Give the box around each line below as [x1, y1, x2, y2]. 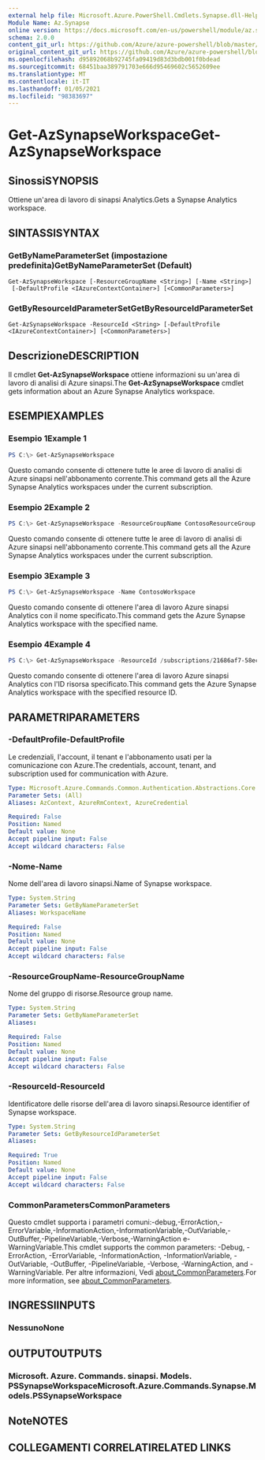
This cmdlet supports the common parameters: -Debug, [63, 1242, 245, 1252]
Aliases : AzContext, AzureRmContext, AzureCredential [8, 799, 189, 806]
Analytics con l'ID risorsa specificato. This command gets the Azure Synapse [8, 680, 257, 689]
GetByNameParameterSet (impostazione [8, 250, 168, 261]
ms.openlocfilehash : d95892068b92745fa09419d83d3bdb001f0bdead [8, 56, 221, 64]
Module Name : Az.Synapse [8, 19, 90, 27]
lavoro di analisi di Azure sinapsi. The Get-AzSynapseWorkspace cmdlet [8, 378, 244, 388]
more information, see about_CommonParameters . [8, 1276, 172, 1285]
